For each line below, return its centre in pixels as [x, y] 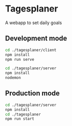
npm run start [20, 119]
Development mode [36, 38]
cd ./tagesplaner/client [31, 50]
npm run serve [20, 59]
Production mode [33, 93]
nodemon [13, 78]
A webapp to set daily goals [34, 23]
